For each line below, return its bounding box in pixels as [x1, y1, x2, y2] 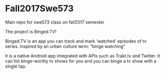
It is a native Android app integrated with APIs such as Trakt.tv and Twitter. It [5, 52, 161, 59]
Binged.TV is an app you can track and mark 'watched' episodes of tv [5, 38, 147, 44]
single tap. [5, 63, 27, 69]
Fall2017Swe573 [5, 3, 74, 14]
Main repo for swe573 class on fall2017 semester [5, 19, 105, 25]
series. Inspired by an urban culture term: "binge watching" [5, 43, 126, 49]
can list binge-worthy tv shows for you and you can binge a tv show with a [5, 58, 157, 64]
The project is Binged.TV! [5, 28, 57, 34]
